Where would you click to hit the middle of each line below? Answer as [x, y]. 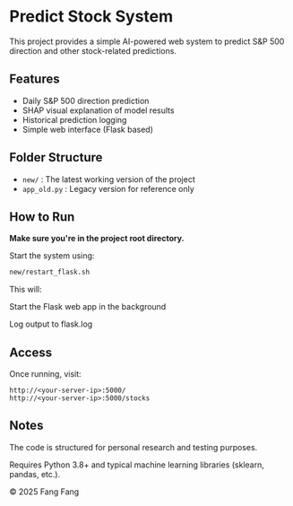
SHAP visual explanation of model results [98, 110]
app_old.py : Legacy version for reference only [108, 188]
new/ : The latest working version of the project [108, 179]
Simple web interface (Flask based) [88, 129]
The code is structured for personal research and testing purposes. [134, 447]
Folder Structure [56, 157]
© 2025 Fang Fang [44, 492]
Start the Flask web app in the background [88, 307]
